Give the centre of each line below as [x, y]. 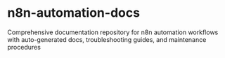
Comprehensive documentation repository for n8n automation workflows [113, 32]
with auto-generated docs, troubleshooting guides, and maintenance [107, 39]
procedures [24, 47]
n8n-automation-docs [74, 13]
